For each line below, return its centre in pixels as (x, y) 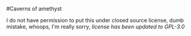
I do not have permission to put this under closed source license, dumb (95, 20)
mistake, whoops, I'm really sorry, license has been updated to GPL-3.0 (95, 27)
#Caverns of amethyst (34, 9)
